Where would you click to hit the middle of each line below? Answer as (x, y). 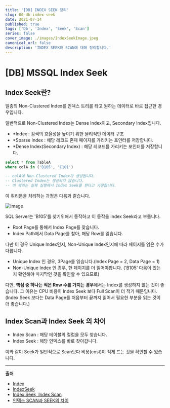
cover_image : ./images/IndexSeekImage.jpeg (52, 39)
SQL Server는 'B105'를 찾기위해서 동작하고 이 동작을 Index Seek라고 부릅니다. (83, 216)
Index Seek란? (28, 92)
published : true (22, 24)
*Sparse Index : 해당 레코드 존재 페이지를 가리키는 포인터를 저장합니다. (83, 140)
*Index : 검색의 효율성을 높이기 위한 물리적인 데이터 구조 (68, 134)
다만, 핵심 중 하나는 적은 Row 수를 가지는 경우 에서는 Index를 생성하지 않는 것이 (82, 285)
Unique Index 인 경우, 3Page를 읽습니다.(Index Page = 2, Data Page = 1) (86, 261)
